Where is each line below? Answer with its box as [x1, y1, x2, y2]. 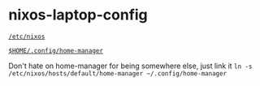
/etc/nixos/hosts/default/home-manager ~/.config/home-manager [8, 69, 227, 78]
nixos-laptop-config [8, 6, 148, 24]
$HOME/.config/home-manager [8, 46, 104, 54]
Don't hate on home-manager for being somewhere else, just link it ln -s [8, 61, 253, 71]
